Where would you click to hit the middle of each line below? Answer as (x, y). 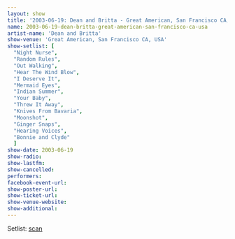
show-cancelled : (31, 169)
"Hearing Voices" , (41, 131)
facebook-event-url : (37, 182)
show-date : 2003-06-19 (40, 150)
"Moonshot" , (31, 117)
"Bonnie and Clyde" (42, 137)
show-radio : (24, 157)
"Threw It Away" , (39, 105)
